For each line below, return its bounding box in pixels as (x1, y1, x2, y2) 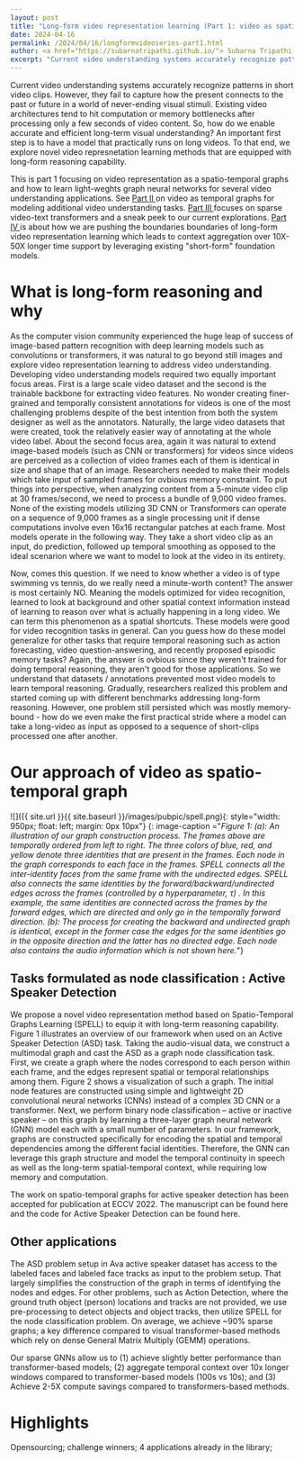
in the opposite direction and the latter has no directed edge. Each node (10, 935, 278, 946)
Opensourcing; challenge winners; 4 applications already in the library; (10, 1442, 272, 1453)
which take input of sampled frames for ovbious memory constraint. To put (10, 473, 288, 484)
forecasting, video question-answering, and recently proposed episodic (10, 645, 276, 655)
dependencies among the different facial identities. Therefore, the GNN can (10, 1142, 290, 1153)
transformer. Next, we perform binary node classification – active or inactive (10, 1105, 292, 1115)
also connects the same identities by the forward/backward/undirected (10, 878, 275, 888)
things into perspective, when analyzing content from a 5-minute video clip (10, 483, 289, 494)
